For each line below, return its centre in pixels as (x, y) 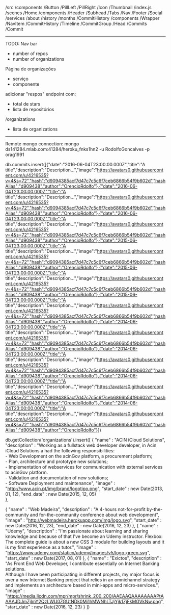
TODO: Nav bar (21, 44)
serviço (21, 79)
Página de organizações (31, 69)
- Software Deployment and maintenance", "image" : (60, 483)
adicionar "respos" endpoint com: (41, 94)
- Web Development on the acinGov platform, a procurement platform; (79, 456)
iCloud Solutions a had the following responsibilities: (60, 451)
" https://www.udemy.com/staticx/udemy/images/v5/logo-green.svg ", (78, 553)
